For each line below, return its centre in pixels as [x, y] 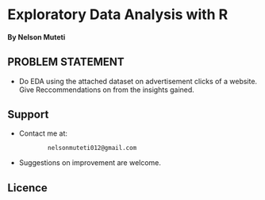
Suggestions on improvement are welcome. [90, 163]
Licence [28, 188]
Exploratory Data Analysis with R [118, 15]
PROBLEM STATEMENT [66, 62]
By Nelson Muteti [36, 37]
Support [28, 114]
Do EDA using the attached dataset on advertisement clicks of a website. [138, 81]
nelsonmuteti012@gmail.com [92, 148]
